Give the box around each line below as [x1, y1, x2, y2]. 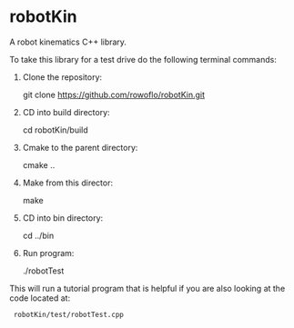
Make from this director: [22, 177, 114, 188]
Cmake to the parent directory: [22, 142, 138, 153]
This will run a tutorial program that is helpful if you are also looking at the [9, 283, 286, 293]
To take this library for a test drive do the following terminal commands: [9, 54, 278, 65]
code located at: [9, 293, 71, 303]
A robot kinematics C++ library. [9, 36, 127, 47]
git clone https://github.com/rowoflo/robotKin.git [22, 89, 206, 100]
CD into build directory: [22, 106, 111, 117]
